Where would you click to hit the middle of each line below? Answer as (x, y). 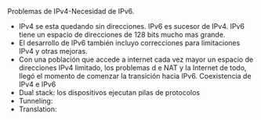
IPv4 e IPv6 (37, 84)
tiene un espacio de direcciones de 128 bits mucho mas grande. (122, 35)
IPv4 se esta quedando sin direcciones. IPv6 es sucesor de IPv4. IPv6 (131, 26)
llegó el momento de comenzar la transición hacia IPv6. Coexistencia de (135, 76)
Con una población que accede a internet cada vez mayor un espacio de (136, 59)
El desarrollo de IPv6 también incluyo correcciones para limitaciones (129, 43)
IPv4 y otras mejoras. (53, 51)
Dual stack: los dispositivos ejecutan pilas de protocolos (109, 92)
